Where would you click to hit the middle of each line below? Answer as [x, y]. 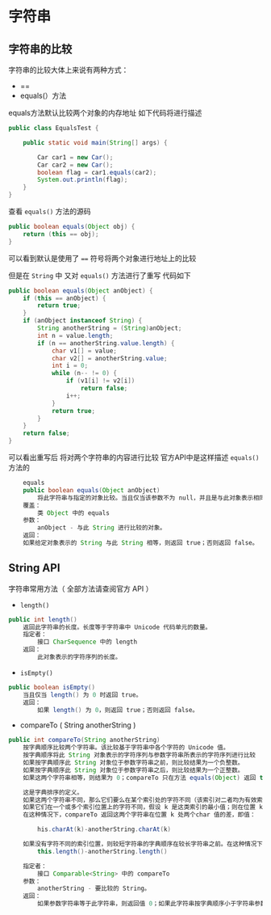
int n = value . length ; [75, 335]
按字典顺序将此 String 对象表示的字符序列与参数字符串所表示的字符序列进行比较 [140, 755]
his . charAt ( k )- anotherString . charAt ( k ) [104, 829]
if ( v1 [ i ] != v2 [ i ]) [100, 381]
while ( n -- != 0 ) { [84, 373]
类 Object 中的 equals [74, 513]
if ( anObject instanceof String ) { [83, 321]
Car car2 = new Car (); [75, 165]
